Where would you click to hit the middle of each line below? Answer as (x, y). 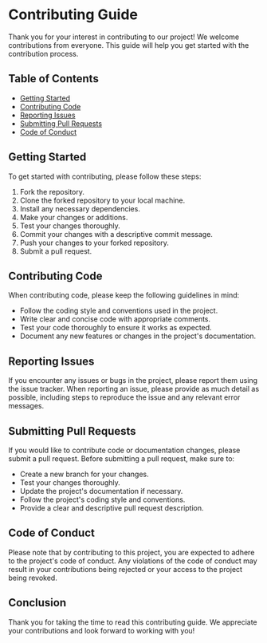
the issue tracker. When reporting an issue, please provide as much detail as (134, 389)
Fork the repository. (52, 191)
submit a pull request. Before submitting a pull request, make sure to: (122, 459)
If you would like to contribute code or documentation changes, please (124, 450)
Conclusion (37, 603)
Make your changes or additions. (74, 217)
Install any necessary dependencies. (80, 208)
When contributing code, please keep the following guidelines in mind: (124, 295)
